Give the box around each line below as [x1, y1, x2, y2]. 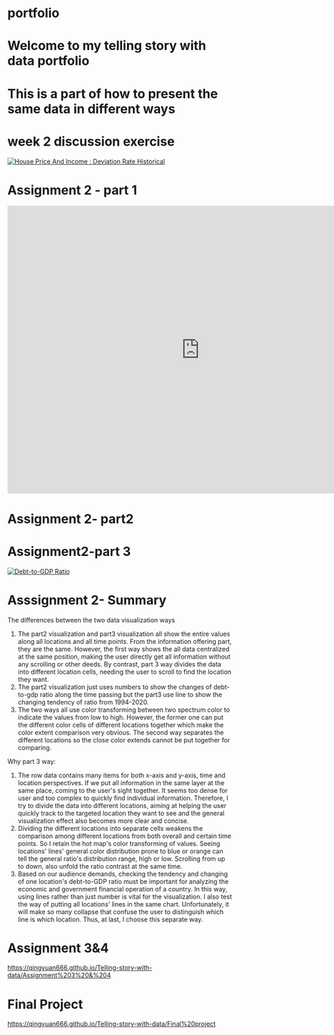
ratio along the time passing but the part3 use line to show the [39, 690, 223, 699]
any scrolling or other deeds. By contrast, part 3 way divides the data [17, 660, 221, 668]
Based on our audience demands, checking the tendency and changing [17, 869, 228, 878]
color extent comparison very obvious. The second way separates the [17, 728, 224, 737]
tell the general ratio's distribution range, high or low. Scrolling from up [17, 854, 226, 863]
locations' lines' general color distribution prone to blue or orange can [17, 847, 223, 855]
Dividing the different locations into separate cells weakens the [17, 824, 203, 832]
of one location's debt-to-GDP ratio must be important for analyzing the [17, 877, 229, 886]
